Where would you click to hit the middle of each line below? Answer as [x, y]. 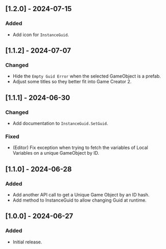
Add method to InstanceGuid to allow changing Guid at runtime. [79, 200]
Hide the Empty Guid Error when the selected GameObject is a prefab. [87, 76]
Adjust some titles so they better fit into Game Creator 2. [72, 82]
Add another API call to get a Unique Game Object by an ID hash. [81, 195]
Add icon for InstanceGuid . [41, 34]
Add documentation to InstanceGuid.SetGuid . [60, 123]
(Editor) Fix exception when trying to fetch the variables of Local [80, 147]
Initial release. [27, 242]
